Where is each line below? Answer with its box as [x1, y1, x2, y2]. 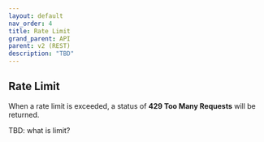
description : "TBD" [8, 49, 75, 58]
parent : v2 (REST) [8, 42, 71, 50]
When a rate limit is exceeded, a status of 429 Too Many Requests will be [8, 101, 256, 110]
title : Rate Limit [8, 27, 71, 35]
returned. [8, 110, 40, 119]
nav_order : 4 [8, 19, 53, 28]
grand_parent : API [8, 34, 71, 43]
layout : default [8, 11, 63, 20]
